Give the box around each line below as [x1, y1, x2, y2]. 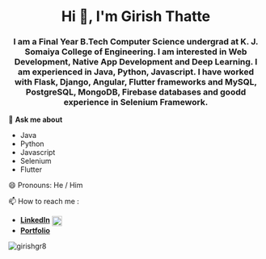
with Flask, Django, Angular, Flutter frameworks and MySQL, [15, 77, 257, 88]
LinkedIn [19, 215, 50, 225]
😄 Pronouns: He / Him [8, 181, 83, 190]
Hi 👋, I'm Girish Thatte [61, 7, 211, 26]
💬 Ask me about [8, 115, 63, 124]
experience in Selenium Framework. [63, 97, 209, 108]
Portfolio [19, 225, 51, 235]
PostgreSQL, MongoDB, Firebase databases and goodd [25, 86, 247, 98]
